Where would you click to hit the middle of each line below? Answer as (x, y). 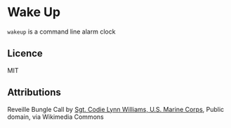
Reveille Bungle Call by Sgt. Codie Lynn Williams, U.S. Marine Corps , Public (116, 109)
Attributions (34, 93)
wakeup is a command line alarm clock (61, 31)
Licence (25, 54)
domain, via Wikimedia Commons (55, 117)
